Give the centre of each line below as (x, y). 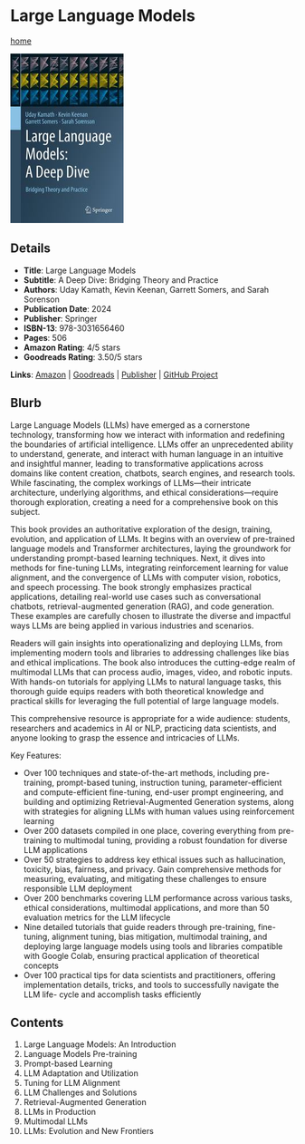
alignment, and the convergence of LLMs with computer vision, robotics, (146, 577)
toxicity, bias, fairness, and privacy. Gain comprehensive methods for (152, 869)
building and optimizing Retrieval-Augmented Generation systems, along (159, 801)
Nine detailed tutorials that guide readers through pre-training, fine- (150, 926)
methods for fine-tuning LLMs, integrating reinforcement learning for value (149, 567)
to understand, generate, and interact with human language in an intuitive (147, 453)
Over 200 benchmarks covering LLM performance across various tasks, (158, 897)
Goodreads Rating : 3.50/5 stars (83, 357)
